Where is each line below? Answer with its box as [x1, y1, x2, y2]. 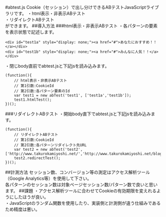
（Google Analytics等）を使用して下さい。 [5, 175, 92, 181]
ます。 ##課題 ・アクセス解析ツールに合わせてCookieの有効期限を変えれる [5, 188, 157, 194]
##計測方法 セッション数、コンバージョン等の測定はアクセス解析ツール [5, 170, 150, 175]
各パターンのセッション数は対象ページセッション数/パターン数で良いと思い [5, 182, 158, 187]
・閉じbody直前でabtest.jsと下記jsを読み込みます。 [5, 63, 110, 69]
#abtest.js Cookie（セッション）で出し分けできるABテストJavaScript [5, 4, 146, 10]
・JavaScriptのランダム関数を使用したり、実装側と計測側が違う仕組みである [5, 200, 161, 206]
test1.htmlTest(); [14, 97, 52, 102]
